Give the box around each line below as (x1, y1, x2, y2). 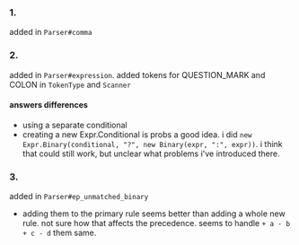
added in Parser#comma (9, 27, 92, 38)
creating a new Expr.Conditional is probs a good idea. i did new (22, 128, 252, 140)
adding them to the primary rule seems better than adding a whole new (22, 208, 286, 219)
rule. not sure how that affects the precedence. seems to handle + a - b (22, 218, 290, 229)
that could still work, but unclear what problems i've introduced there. (22, 148, 280, 159)
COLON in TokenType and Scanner (9, 79, 132, 90)
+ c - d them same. (22, 227, 97, 239)
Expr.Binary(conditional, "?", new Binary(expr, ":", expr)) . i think (22, 138, 283, 149)
